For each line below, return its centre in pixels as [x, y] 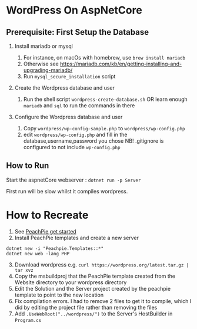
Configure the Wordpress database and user [69, 117]
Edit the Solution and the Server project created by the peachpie [93, 288]
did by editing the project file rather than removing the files [86, 307]
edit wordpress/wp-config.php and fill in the [75, 134]
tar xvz [24, 270]
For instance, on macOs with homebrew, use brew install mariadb [104, 57]
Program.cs [28, 320]
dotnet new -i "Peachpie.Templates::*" [55, 248]
